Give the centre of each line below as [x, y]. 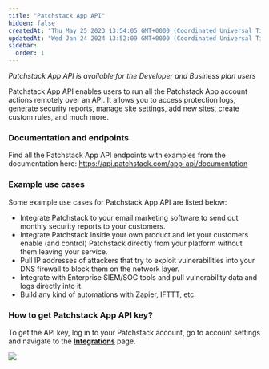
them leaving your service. [64, 251]
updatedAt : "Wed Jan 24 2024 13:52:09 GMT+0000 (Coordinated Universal [130, 38]
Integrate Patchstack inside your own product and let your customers [134, 234]
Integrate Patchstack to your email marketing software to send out [129, 217]
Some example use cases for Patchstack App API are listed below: [118, 202]
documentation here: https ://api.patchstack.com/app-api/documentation [128, 164]
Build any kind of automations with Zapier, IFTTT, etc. [108, 294]
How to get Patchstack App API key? [81, 315]
